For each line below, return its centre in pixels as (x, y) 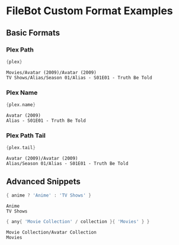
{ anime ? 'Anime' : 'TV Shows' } (49, 195)
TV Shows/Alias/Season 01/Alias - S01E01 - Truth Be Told (79, 78)
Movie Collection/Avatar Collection (51, 232)
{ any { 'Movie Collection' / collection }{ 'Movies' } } (78, 221)
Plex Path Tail (26, 136)
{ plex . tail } (21, 148)
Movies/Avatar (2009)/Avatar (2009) (51, 72)
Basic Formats (33, 33)
